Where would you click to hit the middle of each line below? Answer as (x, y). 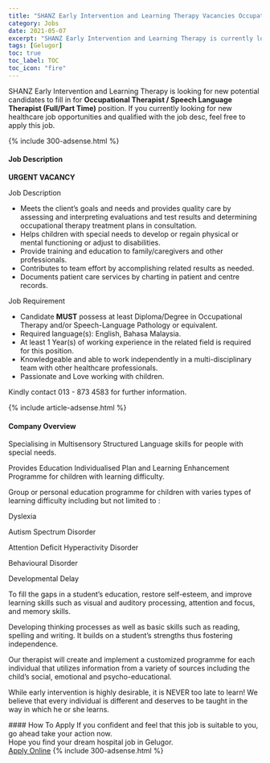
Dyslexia (22, 517)
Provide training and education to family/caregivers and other (121, 251)
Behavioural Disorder (43, 563)
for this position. (47, 350)
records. (34, 285)
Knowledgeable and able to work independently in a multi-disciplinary (135, 359)
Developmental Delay (43, 579)
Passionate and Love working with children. (92, 376)
